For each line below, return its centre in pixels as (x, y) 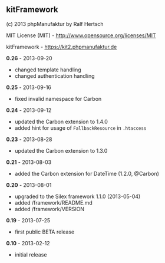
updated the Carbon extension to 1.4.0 (61, 121)
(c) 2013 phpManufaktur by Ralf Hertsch (55, 24)
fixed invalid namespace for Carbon (58, 98)
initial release (31, 254)
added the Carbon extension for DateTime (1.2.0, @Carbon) (87, 173)
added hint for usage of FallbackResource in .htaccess (80, 128)
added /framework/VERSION (49, 209)
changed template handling (48, 70)
